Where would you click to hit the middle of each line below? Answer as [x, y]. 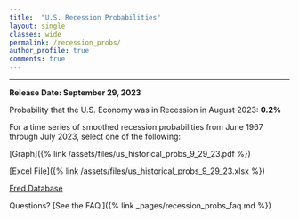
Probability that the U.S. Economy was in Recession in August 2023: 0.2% [145, 110]
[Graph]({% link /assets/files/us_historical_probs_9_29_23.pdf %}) [130, 154]
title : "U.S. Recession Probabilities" [85, 17]
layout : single [37, 26]
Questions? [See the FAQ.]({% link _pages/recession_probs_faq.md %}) [140, 205]
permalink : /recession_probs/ [65, 42]
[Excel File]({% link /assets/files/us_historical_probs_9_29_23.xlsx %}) [137, 171]
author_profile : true [49, 51]
